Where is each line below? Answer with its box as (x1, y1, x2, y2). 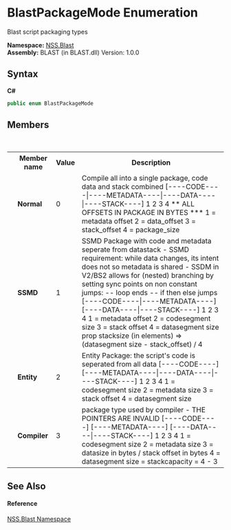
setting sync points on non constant (81, 279, 197, 289)
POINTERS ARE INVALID (81, 414, 160, 423)
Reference (7, 500, 38, 508)
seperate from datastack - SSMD (81, 245, 190, 254)
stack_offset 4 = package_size (81, 225, 180, 235)
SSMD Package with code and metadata (81, 236, 212, 246)
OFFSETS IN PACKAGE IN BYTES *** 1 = (81, 208, 217, 218)
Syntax (7, 68, 38, 80)
